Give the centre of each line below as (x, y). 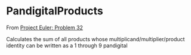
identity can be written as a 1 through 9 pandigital (67, 45)
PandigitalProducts (55, 11)
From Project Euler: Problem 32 (45, 27)
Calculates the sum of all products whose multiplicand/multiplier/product (95, 39)
